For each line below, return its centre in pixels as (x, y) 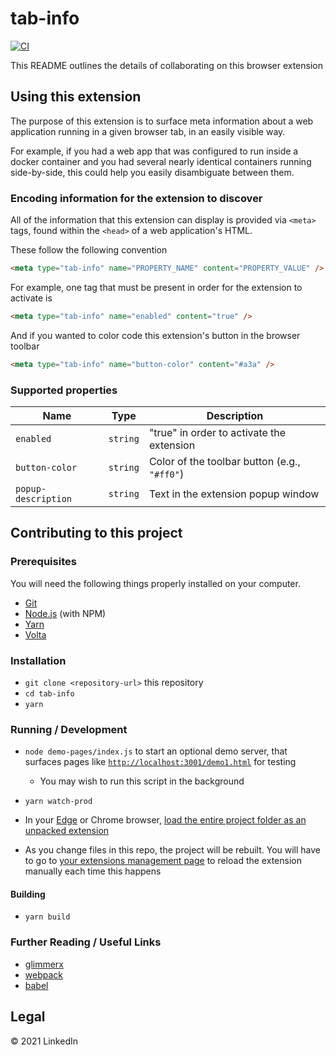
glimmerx (44, 964)
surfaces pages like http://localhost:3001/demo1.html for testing (160, 762)
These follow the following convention (89, 250)
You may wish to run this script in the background (142, 781)
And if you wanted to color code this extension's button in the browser (155, 335)
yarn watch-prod (58, 802)
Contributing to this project (96, 533)
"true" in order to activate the (217, 432)
